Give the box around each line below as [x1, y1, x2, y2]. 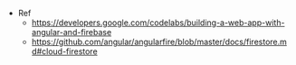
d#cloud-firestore [31, 46, 98, 57]
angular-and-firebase [31, 27, 112, 37]
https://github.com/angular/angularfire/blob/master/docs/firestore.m [31, 36, 288, 47]
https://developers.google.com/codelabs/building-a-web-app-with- [31, 17, 285, 28]
